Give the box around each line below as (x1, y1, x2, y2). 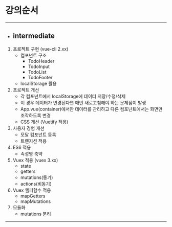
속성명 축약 (20, 150, 42, 156)
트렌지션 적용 (20, 138, 47, 144)
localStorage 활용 (20, 80, 57, 86)
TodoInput (28, 63, 50, 70)
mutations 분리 (20, 211, 51, 217)
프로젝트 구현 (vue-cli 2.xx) (12, 46, 69, 52)
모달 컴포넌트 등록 (20, 131, 56, 138)
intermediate (12, 32, 55, 40)
